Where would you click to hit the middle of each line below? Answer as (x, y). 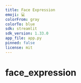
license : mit (19, 48)
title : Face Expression (30, 10)
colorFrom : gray (22, 19)
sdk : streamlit (21, 29)
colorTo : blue (20, 24)
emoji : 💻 (15, 15)
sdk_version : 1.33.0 (27, 33)
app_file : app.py (24, 38)
